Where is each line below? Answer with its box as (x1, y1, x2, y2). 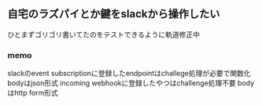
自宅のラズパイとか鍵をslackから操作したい (7, 7, 220, 21)
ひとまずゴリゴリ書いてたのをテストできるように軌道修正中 (7, 30, 200, 39)
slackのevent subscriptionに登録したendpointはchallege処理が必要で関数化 (7, 69, 251, 78)
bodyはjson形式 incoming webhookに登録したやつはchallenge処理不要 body (7, 78, 255, 88)
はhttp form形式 (7, 89, 58, 98)
